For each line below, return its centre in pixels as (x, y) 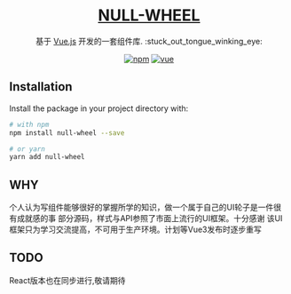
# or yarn (28, 149)
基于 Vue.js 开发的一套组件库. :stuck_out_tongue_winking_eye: (149, 41)
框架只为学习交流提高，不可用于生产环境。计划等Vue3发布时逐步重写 (135, 230)
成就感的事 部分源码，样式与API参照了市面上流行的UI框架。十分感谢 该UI (149, 219)
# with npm (29, 124)
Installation (41, 87)
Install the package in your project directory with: (99, 108)
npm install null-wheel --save (67, 133)
